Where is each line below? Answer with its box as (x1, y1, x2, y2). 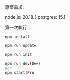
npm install (5, 34, 30, 39)
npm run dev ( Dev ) (5, 61, 41, 66)
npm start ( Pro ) (5, 70, 36, 75)
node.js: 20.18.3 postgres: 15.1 (5, 14, 66, 20)
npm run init (5, 52, 32, 57)
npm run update (5, 43, 36, 48)
